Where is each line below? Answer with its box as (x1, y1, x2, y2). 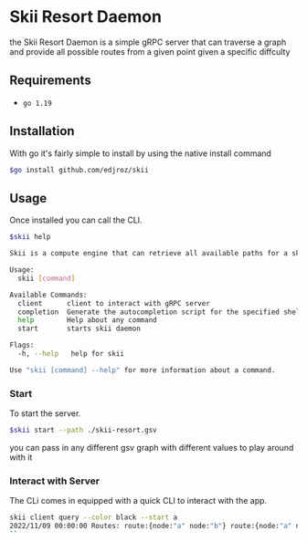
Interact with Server (9, 474, 101, 487)
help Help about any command (17, 316, 157, 325)
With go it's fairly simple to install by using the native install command (9, 148, 272, 159)
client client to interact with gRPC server (17, 298, 210, 307)
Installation (9, 123, 75, 139)
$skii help (9, 233, 51, 242)
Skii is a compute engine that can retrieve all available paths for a (9, 249, 288, 258)
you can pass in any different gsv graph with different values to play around (9, 442, 294, 453)
